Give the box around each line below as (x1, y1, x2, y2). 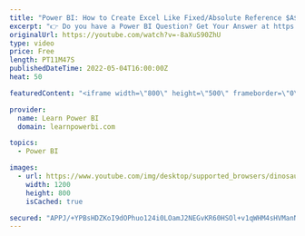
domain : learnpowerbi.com (17, 122, 116, 132)
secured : (9, 213, 43, 222)
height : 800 (25, 188, 71, 198)
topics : (9, 138, 39, 148)
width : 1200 (25, 180, 71, 189)
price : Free (9, 47, 54, 56)
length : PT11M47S (9, 55, 75, 64)
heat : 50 (9, 73, 43, 82)
